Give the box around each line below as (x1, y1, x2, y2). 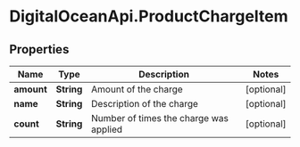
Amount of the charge (90, 83, 183, 95)
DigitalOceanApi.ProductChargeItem (9, 6, 288, 27)
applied (90, 123, 123, 135)
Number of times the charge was (90, 112, 229, 124)
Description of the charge (90, 98, 199, 110)
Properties (9, 42, 70, 57)
